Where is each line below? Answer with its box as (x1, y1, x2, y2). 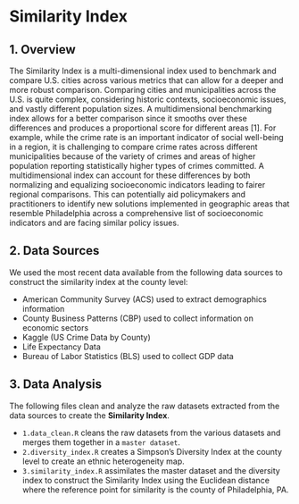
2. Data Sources (9, 243, 100, 258)
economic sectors (21, 322, 89, 332)
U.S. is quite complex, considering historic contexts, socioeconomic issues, (9, 94, 287, 105)
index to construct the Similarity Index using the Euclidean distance (21, 475, 270, 485)
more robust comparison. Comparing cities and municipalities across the (9, 85, 277, 95)
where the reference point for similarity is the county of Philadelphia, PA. (21, 484, 289, 495)
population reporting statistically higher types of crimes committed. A (9, 161, 265, 171)
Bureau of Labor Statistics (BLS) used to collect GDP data (21, 350, 234, 361)
